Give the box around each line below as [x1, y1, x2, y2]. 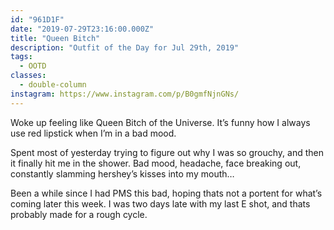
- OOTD [19, 61, 47, 71]
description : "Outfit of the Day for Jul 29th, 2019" [10, 42, 240, 53]
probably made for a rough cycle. [10, 208, 148, 220]
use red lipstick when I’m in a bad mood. [10, 127, 177, 139]
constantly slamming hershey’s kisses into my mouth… [10, 167, 235, 180]
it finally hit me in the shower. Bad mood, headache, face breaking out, [10, 157, 302, 169]
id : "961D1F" [10, 14, 65, 25]
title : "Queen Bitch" [10, 33, 101, 43]
